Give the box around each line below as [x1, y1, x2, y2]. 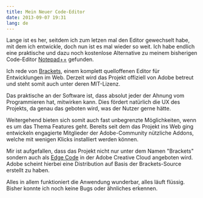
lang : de [6, 20, 28, 26]
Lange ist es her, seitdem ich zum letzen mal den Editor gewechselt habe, [6, 37, 190, 44]
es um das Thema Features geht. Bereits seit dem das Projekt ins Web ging [6, 123, 194, 130]
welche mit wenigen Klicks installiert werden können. [6, 136, 139, 143]
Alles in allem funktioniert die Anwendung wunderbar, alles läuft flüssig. [6, 179, 185, 186]
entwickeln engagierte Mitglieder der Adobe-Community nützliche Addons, [6, 129, 194, 136]
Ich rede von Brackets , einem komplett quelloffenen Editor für [6, 68, 160, 75]
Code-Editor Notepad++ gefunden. [6, 56, 94, 63]
